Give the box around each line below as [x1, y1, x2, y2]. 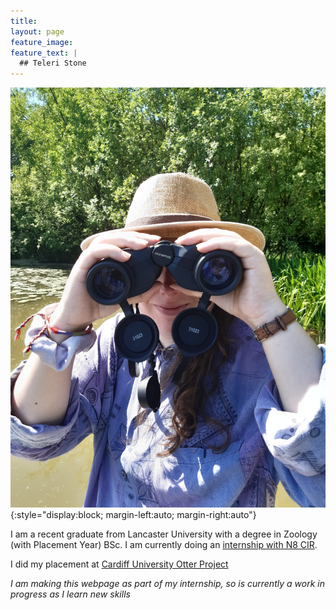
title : [10, 16, 38, 26]
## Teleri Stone [19, 58, 87, 69]
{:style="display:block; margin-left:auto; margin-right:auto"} [10, 509, 257, 521]
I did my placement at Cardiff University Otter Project [10, 558, 229, 570]
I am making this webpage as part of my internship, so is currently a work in [10, 578, 325, 590]
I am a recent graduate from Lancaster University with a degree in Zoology [10, 528, 318, 540]
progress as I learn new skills [10, 588, 131, 600]
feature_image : [10, 37, 74, 47]
